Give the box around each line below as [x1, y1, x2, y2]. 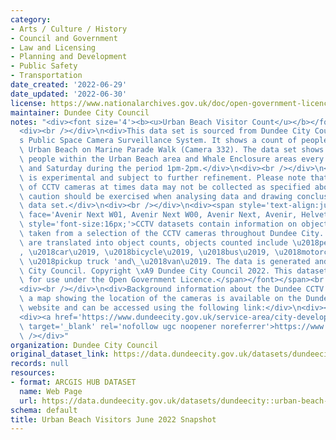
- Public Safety [10, 61, 78, 71]
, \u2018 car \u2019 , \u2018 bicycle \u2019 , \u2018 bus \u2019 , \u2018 [19, 247, 302, 257]
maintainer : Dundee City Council [10, 107, 150, 118]
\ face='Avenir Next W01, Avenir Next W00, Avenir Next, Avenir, [19, 210, 298, 220]
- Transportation [10, 71, 83, 81]
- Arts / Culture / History [10, 24, 128, 34]
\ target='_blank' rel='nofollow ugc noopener [19, 321, 217, 331]
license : [10, 98, 47, 108]
